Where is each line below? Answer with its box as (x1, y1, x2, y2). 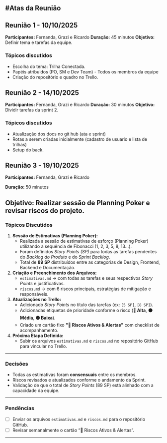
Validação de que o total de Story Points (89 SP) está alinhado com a (12, 382, 154, 389)
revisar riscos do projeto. (5, 206, 84, 215)
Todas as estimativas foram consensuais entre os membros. (12, 372, 137, 378)
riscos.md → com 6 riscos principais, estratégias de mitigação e (19, 286, 152, 292)
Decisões (5, 361, 28, 368)
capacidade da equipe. (12, 388, 60, 394)
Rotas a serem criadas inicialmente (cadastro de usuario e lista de (12, 136, 148, 142)
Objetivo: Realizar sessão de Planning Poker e (5, 198, 150, 207)
